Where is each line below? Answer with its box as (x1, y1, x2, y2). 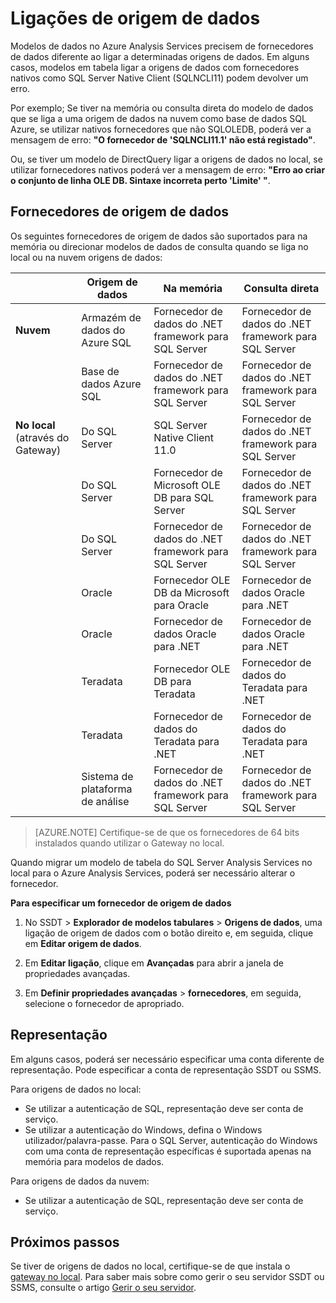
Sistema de (81, 769, 134, 783)
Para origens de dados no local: (10, 1083, 142, 1095)
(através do (15, 430, 70, 444)
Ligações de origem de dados (10, 7, 261, 30)
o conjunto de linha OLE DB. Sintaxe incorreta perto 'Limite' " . (10, 174, 271, 186)
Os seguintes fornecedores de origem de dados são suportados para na (10, 230, 308, 242)
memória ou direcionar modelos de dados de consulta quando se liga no (10, 240, 309, 252)
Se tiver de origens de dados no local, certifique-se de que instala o (10, 1260, 291, 1272)
